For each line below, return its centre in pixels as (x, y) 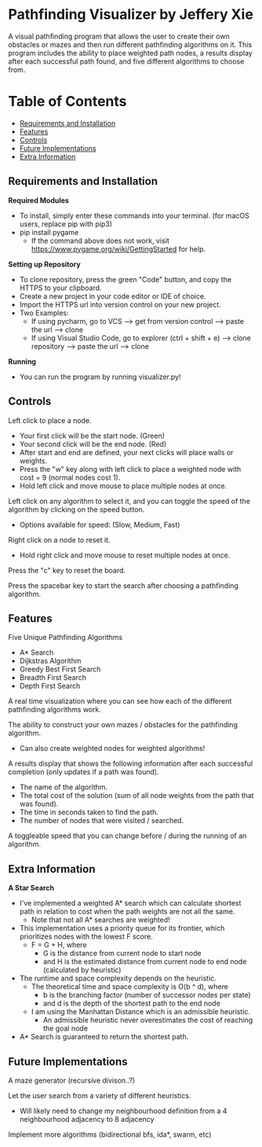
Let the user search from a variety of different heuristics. (100, 1095)
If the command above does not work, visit (100, 241)
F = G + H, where (59, 945)
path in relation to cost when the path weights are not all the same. (127, 912)
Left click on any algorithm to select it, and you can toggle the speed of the (129, 501)
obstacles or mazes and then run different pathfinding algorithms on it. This (130, 44)
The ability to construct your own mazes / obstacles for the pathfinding (123, 725)
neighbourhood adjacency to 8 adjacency (87, 1119)
